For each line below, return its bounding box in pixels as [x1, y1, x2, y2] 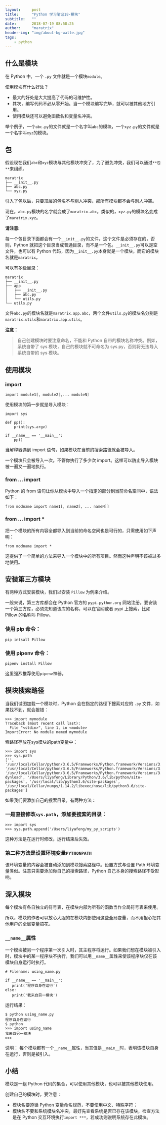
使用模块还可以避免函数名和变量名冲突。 [12, 113, 95, 119]
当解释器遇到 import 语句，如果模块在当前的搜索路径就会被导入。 [5, 447, 138, 453]
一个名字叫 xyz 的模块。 [5, 129, 51, 135]
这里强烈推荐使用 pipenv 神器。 [5, 670, 66, 677]
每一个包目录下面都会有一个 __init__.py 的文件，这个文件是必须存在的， [5, 236, 151, 242]
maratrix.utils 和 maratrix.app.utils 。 [5, 316, 85, 322]
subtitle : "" [5, 16, 37, 21]
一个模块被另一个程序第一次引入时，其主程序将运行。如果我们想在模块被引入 [5, 947, 161, 952]
